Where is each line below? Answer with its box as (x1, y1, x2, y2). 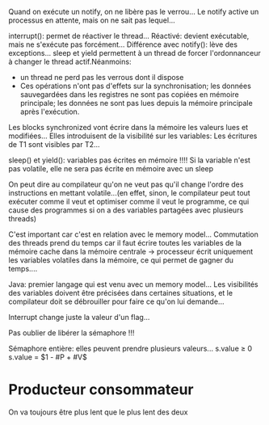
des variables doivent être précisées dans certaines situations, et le (8, 288, 233, 297)
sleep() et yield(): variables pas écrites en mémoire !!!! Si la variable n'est (8, 155, 250, 165)
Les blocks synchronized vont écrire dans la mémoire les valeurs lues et (8, 123, 249, 132)
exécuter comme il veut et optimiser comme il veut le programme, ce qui (8, 197, 250, 206)
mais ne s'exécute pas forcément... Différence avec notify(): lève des (8, 40, 238, 49)
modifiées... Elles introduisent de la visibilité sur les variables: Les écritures (8, 131, 258, 141)
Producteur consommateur (8, 381, 194, 399)
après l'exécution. (19, 107, 80, 116)
